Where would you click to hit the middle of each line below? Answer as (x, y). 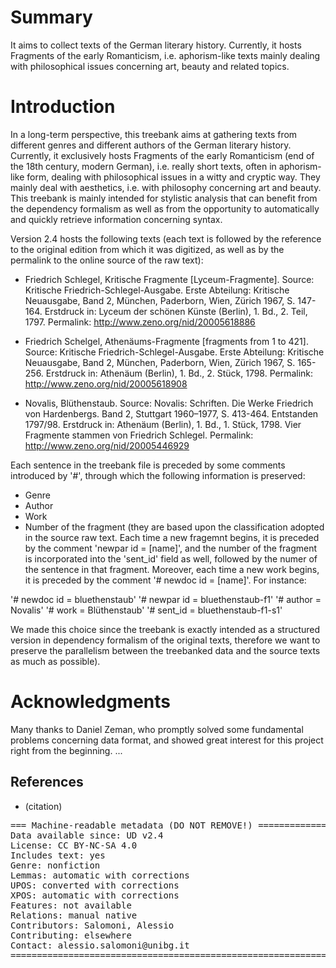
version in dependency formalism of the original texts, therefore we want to (165, 640)
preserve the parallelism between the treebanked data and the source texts (165, 650)
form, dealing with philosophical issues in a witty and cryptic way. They (173, 177)
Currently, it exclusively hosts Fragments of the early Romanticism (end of (162, 155)
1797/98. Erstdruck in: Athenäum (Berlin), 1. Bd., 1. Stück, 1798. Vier (163, 424)
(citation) (43, 806)
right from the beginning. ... (66, 750)
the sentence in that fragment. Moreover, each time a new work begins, (172, 569)
